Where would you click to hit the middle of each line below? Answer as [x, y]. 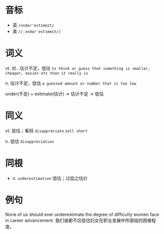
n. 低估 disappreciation [29, 141]
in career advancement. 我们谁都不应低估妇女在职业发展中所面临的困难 [78, 220]
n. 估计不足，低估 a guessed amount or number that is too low [71, 83]
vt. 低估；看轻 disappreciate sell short [46, 130]
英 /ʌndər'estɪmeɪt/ [33, 25]
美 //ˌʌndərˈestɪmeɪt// [36, 31]
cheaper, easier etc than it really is [47, 73]
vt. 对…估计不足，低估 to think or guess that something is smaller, [78, 68]
